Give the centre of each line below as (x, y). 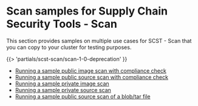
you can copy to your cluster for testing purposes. (69, 47)
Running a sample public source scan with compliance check (92, 77)
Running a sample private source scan (63, 90)
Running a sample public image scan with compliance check (91, 70)
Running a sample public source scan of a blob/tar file (83, 96)
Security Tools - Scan (62, 24)
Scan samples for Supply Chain (87, 11)
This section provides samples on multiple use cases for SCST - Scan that (99, 41)
